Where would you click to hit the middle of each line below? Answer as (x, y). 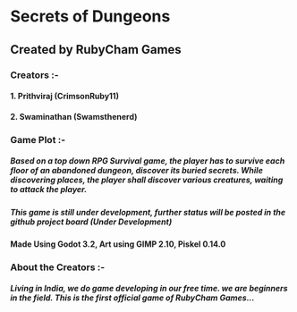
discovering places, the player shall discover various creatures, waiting (147, 180)
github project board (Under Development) (91, 222)
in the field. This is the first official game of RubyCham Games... (132, 298)
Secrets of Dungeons (90, 17)
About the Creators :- (58, 267)
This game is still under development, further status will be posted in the (148, 212)
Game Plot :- (38, 139)
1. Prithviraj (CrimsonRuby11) (65, 97)
